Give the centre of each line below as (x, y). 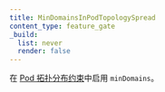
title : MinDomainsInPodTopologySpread (82, 18)
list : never (40, 43)
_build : (24, 34)
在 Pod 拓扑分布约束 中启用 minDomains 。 (84, 78)
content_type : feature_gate (63, 26)
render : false (44, 51)
